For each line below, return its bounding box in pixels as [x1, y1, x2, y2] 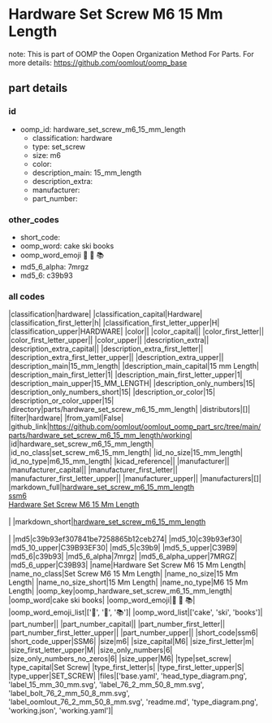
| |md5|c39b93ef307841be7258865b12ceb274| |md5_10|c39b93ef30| [8, 534, 243, 544]
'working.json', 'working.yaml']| [8, 706, 114, 716]
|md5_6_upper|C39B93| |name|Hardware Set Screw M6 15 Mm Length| [8, 560, 247, 570]
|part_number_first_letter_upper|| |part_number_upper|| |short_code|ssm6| [8, 628, 258, 638]
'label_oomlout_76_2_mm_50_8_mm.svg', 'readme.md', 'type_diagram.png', [8, 697, 258, 707]
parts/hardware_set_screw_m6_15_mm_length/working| [8, 431, 193, 440]
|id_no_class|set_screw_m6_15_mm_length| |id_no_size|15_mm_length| [8, 448, 244, 458]
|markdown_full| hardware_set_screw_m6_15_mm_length [8, 482, 195, 493]
